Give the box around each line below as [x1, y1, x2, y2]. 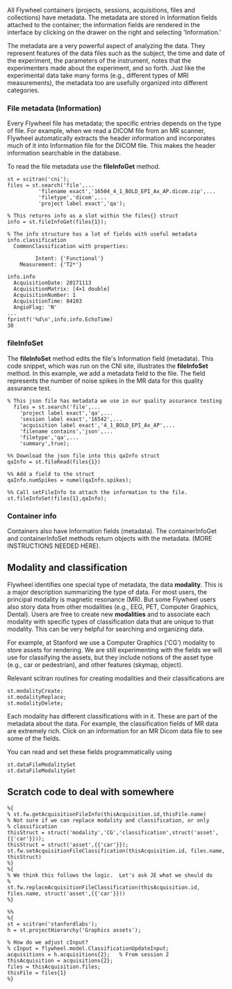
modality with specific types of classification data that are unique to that [7, 617, 214, 626]
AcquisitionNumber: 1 [13, 292, 76, 299]
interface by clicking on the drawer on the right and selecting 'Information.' [7, 28, 222, 36]
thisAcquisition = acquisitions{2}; [7, 957, 113, 964]
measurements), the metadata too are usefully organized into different [7, 79, 208, 86]
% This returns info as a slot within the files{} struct [7, 213, 179, 220]
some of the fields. [7, 734, 61, 742]
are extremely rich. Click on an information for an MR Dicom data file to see [7, 726, 223, 735]
